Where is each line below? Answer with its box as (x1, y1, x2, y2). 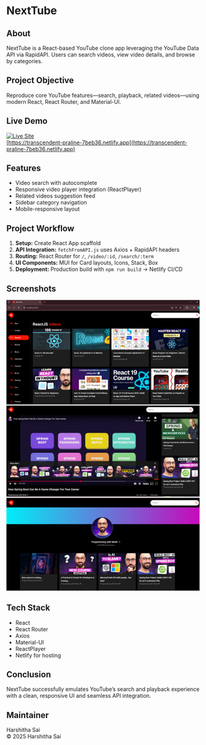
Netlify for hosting (15, 652, 61, 659)
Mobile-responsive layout (15, 205, 80, 213)
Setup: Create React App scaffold (15, 240, 101, 247)
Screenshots (6, 283, 56, 294)
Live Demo (6, 116, 48, 127)
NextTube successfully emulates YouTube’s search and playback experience (6, 685, 200, 693)
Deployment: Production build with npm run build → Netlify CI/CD (15, 265, 183, 273)
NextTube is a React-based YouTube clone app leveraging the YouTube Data (6, 44, 199, 52)
